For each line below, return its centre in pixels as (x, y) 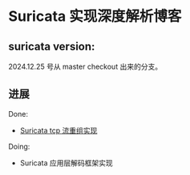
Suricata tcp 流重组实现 (59, 130)
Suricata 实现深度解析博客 (95, 16)
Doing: (19, 146)
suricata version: (52, 46)
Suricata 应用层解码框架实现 (67, 163)
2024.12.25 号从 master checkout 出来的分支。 (85, 66)
